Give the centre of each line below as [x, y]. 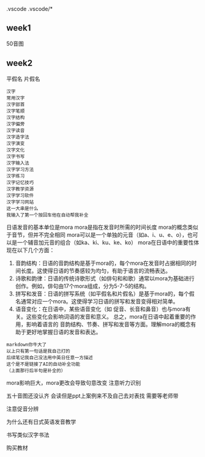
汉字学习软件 [20, 195]
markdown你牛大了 [27, 344]
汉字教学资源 [20, 189]
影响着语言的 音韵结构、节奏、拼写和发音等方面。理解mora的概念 [108, 324]
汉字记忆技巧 [20, 182]
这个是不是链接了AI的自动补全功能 [43, 364]
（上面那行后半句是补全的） [36, 370]
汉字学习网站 [20, 202]
